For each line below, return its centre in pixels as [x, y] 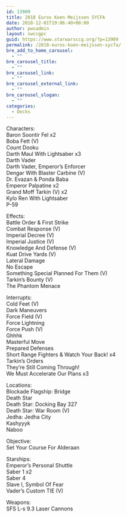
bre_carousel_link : [30, 73]
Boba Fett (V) [22, 141]
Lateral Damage [26, 261]
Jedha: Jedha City [29, 417]
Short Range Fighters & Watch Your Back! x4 [61, 355]
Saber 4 [16, 478]
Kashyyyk [18, 423]
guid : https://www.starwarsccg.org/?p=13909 [62, 39]
